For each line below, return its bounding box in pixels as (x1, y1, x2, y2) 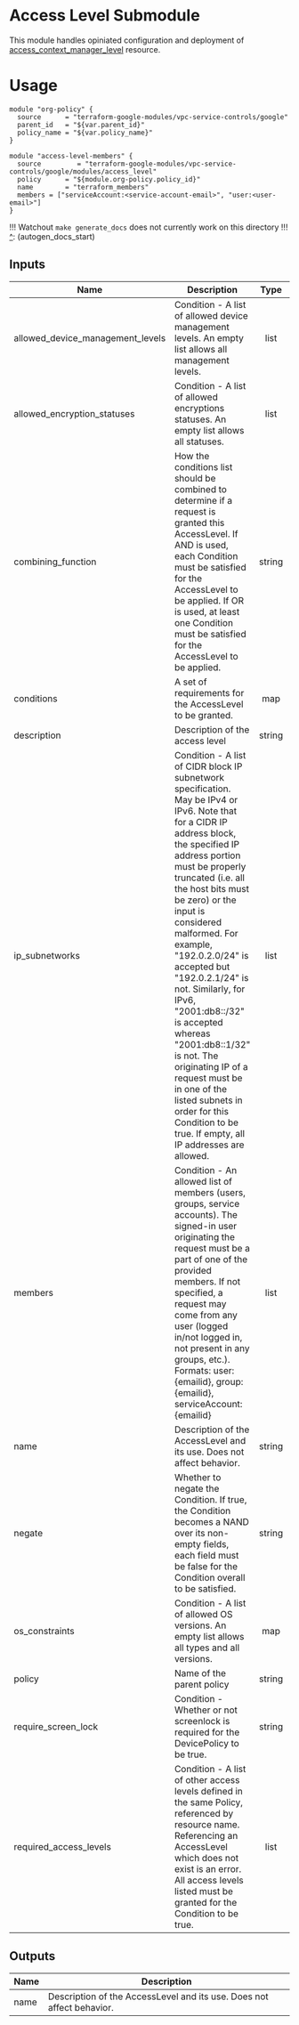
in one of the (174, 1082, 228, 1095)
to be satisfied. (174, 1582, 237, 1594)
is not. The (174, 1049, 219, 1062)
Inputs (9, 257, 46, 272)
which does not (174, 1851, 238, 1864)
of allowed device (174, 309, 249, 321)
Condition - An (174, 1163, 238, 1176)
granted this (174, 516, 225, 529)
